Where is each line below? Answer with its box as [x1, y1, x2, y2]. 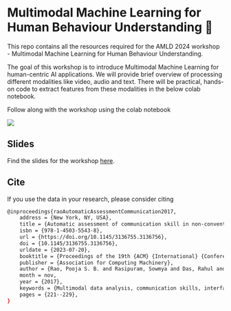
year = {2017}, [19, 279, 63, 286]
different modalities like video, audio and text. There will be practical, [7, 77, 203, 85]
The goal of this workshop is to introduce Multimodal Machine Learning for [7, 63, 219, 71]
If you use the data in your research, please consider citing [7, 195, 174, 203]
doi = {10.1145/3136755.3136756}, [19, 239, 118, 247]
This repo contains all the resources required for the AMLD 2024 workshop [7, 42, 220, 50]
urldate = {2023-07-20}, [19, 246, 91, 253]
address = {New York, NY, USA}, [19, 215, 112, 222]
